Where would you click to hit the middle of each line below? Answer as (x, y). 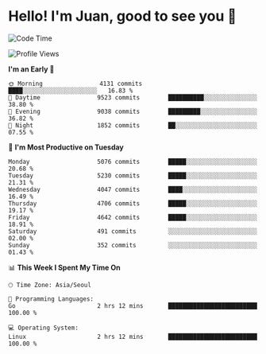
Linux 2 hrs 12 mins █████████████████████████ (133, 336)
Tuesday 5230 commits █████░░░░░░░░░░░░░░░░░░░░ (133, 175)
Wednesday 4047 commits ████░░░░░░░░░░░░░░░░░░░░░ (133, 189)
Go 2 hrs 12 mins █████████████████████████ (133, 305)
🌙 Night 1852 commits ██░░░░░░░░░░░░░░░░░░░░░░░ (133, 125)
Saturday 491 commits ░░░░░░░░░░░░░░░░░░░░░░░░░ (133, 231)
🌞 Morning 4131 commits (75, 84)
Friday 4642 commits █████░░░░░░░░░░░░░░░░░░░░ (133, 217)
